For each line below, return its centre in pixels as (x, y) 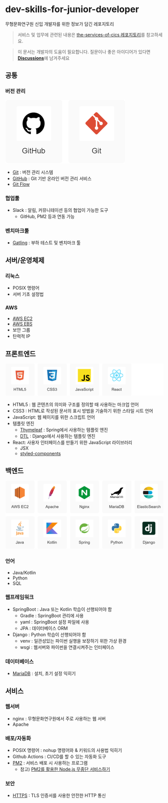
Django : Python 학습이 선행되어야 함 (49, 634)
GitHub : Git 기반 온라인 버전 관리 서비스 (52, 179)
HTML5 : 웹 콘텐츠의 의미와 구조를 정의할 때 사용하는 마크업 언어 (76, 405)
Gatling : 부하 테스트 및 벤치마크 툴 (47, 243)
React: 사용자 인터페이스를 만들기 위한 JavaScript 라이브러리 (72, 442)
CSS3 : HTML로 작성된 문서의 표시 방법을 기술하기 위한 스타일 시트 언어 (83, 411)
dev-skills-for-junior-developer (72, 9)
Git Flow (21, 184)
